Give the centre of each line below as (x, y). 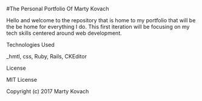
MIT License (22, 80)
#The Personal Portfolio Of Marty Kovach (58, 9)
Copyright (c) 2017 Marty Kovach (48, 91)
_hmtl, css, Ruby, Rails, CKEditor (46, 56)
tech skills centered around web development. (64, 33)
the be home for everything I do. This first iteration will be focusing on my (98, 27)
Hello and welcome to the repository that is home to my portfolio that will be (101, 20)
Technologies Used (30, 45)
